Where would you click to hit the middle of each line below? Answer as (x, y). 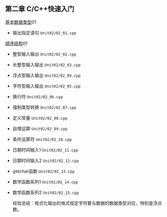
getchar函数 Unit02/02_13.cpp (43, 171)
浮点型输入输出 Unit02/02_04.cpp (47, 75)
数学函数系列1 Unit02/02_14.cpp (45, 181)
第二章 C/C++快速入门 (40, 9)
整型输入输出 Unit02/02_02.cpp (44, 54)
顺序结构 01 (16, 43)
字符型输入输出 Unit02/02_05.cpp (47, 86)
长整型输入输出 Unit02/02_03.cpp (47, 65)
